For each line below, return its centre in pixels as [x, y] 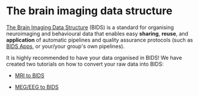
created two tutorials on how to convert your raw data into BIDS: [85, 64]
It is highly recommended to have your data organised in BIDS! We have [94, 57]
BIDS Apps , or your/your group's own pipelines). [66, 46]
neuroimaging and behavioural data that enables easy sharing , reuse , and [97, 33]
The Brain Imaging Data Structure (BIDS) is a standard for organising [90, 27]
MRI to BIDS [29, 75]
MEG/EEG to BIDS [37, 87]
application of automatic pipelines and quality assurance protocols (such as [100, 40]
